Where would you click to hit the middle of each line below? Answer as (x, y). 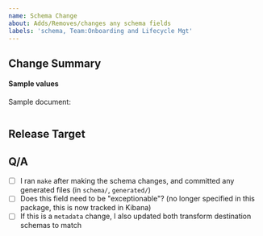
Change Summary (55, 63)
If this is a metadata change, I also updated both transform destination (136, 216)
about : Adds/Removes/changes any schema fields (90, 23)
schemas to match (51, 226)
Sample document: (40, 101)
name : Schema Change (43, 16)
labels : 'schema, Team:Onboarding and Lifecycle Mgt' (101, 31)
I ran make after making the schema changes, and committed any (127, 181)
